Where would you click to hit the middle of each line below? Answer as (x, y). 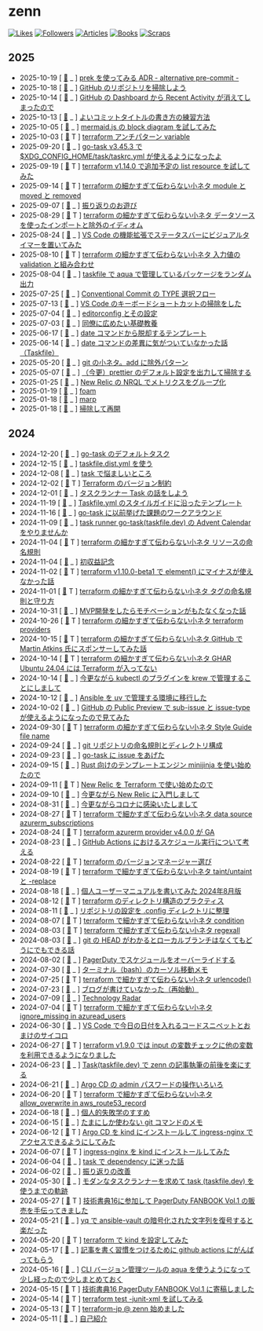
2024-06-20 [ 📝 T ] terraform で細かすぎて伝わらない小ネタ (116, 1094)
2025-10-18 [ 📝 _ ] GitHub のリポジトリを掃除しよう (103, 87)
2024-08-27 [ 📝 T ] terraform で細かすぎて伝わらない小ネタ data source (136, 814)
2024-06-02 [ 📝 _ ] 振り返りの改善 (75, 1171)
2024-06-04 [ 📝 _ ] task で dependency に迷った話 (102, 1161)
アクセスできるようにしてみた (68, 1142)
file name (35, 736)
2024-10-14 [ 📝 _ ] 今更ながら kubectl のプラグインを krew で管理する (132, 678)
